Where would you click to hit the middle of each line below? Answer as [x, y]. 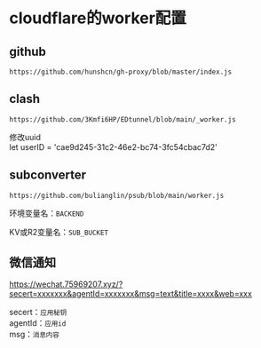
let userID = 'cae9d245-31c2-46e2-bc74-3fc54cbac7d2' [113, 146]
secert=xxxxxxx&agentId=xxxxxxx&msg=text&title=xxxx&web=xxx [131, 294]
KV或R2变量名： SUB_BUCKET [59, 232]
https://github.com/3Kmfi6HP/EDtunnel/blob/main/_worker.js [123, 119]
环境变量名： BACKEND [47, 213]
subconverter [48, 175]
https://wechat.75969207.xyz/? [66, 284]
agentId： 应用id [38, 323]
